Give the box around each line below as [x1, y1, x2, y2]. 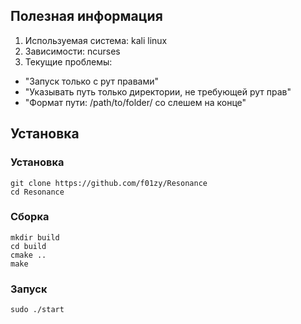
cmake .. [10, 250, 47, 260]
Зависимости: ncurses [24, 45, 121, 57]
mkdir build [10, 232, 60, 243]
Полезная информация [10, 8, 163, 25]
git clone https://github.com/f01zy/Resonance [10, 178, 208, 188]
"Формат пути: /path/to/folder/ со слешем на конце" [24, 96, 247, 108]
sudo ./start [10, 305, 65, 315]
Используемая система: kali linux [24, 34, 168, 46]
